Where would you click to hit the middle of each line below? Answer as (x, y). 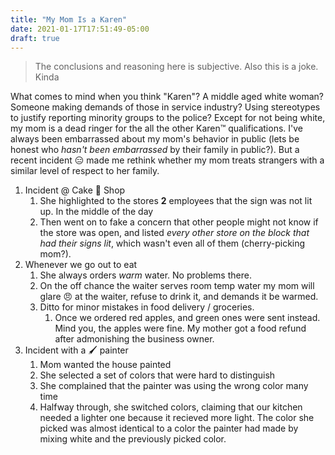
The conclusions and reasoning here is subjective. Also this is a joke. (176, 67)
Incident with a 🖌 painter (76, 350)
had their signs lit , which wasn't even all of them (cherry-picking (172, 243)
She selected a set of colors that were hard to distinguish (157, 375)
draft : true (35, 38)
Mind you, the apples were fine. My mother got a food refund (180, 328)
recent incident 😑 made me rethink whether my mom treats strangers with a (167, 160)
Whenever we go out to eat (81, 265)
